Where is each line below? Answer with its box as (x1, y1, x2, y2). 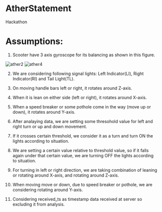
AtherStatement (5, 3, 72, 14)
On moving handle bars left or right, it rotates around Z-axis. (12, 85, 133, 91)
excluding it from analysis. (12, 201, 65, 207)
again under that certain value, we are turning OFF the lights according (12, 152, 154, 158)
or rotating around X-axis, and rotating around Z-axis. (12, 172, 119, 178)
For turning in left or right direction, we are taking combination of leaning (12, 167, 158, 173)
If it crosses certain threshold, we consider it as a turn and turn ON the (12, 133, 153, 138)
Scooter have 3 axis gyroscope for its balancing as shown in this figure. (12, 52, 155, 58)
